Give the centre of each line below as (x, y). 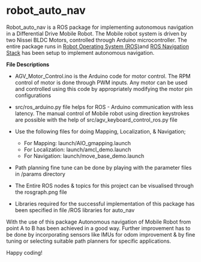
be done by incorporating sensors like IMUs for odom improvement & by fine (101, 234)
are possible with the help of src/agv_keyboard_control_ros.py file (96, 120)
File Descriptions (28, 64)
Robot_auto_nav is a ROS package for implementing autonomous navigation (100, 27)
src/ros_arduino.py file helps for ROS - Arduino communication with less (104, 107)
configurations (33, 95)
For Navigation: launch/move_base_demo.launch (84, 156)
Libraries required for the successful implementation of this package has (105, 204)
